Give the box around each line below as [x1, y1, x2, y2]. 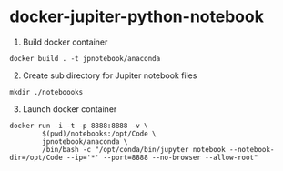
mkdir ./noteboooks [9, 87, 84, 96]
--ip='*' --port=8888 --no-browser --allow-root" [66, 153, 258, 162]
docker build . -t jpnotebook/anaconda [9, 54, 161, 63]
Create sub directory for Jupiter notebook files [22, 70, 197, 81]
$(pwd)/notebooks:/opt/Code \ [42, 129, 157, 138]
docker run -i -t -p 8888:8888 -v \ [9, 121, 148, 130]
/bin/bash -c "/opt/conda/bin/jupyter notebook [42, 145, 226, 154]
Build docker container [22, 36, 108, 47]
